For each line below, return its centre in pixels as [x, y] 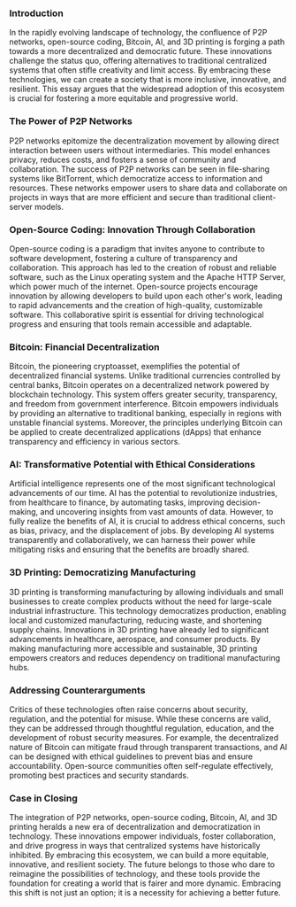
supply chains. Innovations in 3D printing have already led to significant [139, 629]
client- [265, 197]
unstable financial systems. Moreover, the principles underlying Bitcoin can [146, 422]
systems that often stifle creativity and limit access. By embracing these [140, 70]
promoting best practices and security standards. [99, 775]
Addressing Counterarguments [77, 690]
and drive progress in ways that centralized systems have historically [135, 846]
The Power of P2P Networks [71, 121]
